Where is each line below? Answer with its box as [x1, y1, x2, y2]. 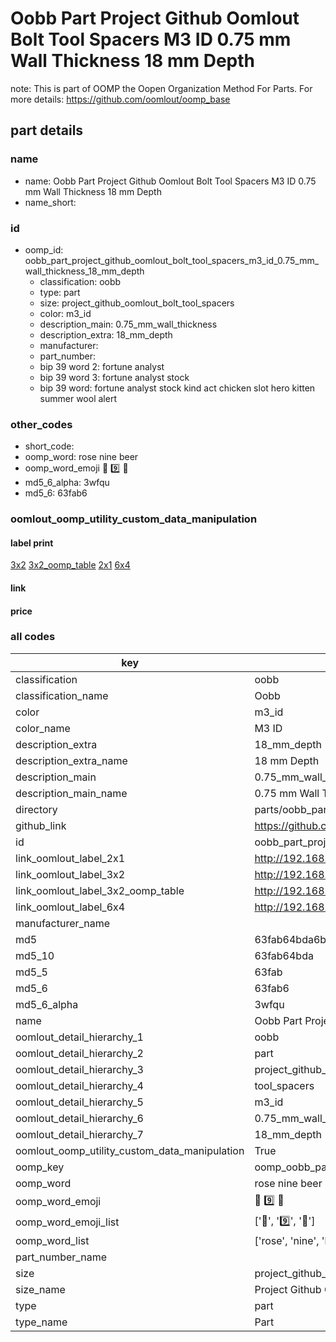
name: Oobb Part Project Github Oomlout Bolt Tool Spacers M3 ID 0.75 [24, 175, 317, 187]
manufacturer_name [15, 916, 111, 930]
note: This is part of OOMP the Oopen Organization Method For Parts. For [10, 82, 313, 94]
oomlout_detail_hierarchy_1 [15, 1030, 144, 1044]
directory [15, 802, 58, 816]
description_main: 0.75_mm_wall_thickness [39, 318, 218, 330]
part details [10, 122, 84, 139]
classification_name [15, 688, 109, 702]
